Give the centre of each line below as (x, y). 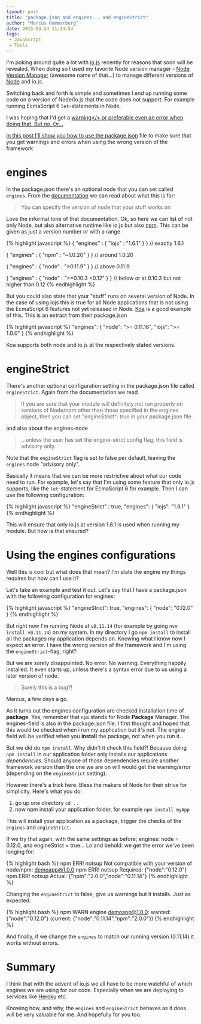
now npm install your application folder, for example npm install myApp (102, 809)
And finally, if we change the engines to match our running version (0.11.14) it (100, 936)
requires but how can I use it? (42, 578)
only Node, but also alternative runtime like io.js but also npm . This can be (97, 225)
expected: (19, 900)
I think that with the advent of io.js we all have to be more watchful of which (99, 983)
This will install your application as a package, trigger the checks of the (94, 821)
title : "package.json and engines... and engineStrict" (77, 17)
